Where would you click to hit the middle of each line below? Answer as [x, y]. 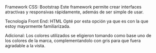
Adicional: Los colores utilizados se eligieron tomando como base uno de [78, 36]
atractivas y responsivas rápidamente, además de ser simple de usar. [74, 12]
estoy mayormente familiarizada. [38, 26]
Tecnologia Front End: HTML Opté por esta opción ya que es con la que [77, 21]
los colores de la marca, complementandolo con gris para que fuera [73, 41]
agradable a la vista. [25, 46]
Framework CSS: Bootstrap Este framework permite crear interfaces [73, 7]
